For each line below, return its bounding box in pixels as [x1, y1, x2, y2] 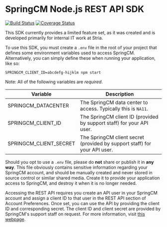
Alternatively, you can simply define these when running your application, [5, 55, 156, 61]
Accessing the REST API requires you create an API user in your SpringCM [5, 190, 158, 196]
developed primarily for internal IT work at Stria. [5, 35, 103, 41]
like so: [5, 60, 20, 66]
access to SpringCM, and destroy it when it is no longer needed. [5, 180, 137, 186]
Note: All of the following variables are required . [5, 79, 103, 85]
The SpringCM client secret [80, 133, 144, 140]
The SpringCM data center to [80, 99, 148, 106]
